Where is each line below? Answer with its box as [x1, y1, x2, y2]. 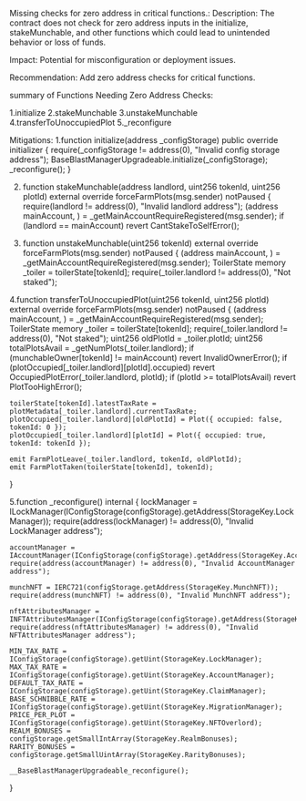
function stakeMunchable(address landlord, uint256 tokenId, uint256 [22, 181, 280, 192]
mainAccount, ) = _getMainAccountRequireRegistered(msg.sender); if [22, 211, 285, 221]
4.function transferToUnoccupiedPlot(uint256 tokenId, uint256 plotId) [9, 294, 270, 304]
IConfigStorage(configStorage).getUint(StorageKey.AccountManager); [9, 671, 275, 680]
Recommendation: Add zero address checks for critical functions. [9, 72, 256, 83]
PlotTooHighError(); [9, 382, 83, 392]
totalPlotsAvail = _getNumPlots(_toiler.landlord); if [9, 343, 194, 354]
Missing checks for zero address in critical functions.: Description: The [9, 8, 275, 18]
